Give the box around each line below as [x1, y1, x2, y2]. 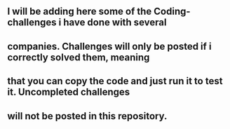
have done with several [62, 17, 167, 29]
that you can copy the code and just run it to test [7, 75, 223, 87]
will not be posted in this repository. [7, 110, 168, 122]
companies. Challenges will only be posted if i [7, 40, 212, 52]
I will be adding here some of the [7, 6, 152, 18]
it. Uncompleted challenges [7, 86, 130, 98]
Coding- [154, 6, 191, 18]
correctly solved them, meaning [7, 51, 150, 63]
